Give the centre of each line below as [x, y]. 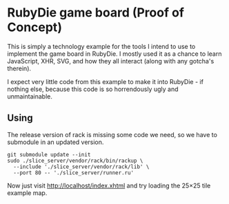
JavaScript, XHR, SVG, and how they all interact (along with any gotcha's [111, 61]
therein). [19, 68]
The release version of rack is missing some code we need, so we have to [112, 134]
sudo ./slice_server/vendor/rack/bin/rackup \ [75, 161]
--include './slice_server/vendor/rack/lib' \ [81, 167]
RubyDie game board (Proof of [96, 13]
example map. [27, 193]
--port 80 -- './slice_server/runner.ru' [74, 173]
